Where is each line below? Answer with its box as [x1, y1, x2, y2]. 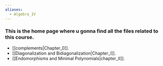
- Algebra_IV [9, 12, 36, 17]
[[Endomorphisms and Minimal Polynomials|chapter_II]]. [12, 55, 125, 61]
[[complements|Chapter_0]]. [12, 45, 69, 51]
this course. [5, 34, 34, 41]
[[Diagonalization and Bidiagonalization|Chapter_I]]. [12, 50, 116, 56]
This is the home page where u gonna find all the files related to [5, 28, 159, 35]
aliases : [5, 7, 23, 12]
